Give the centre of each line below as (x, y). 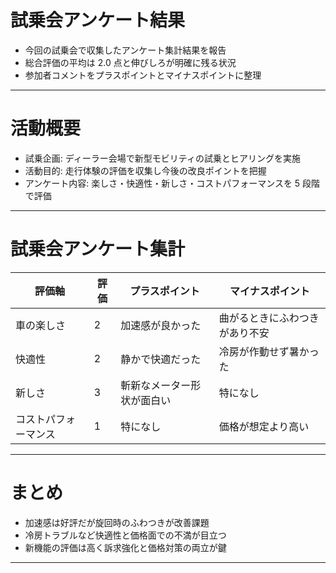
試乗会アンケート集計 (97, 249)
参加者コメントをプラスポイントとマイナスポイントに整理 (143, 75)
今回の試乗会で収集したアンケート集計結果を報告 (125, 50)
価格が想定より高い (264, 426)
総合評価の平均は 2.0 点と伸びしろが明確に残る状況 (130, 62)
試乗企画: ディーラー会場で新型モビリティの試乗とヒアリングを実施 (162, 158)
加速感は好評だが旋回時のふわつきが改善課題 (117, 522)
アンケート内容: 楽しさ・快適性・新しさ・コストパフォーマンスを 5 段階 (172, 183)
